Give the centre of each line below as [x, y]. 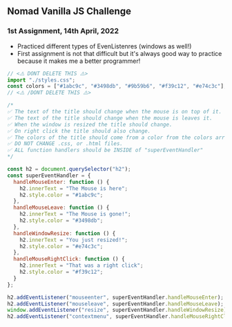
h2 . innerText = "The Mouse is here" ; [74, 188]
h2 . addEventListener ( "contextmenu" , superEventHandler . [89, 317]
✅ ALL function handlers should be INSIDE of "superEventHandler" [105, 150]
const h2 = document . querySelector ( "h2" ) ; [69, 169]
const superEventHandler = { [49, 176]
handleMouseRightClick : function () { [69, 259]
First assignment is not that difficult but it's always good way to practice [119, 53]
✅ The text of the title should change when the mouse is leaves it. [110, 118]
